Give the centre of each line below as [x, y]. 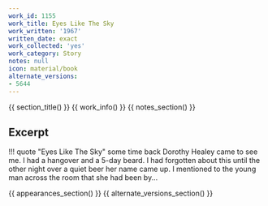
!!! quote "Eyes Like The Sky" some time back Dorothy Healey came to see [133, 152]
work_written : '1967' [45, 31]
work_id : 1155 [32, 16]
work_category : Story [45, 54]
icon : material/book [43, 69]
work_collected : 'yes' [47, 46]
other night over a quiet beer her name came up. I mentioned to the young [132, 169]
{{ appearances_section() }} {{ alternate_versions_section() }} [111, 193]
